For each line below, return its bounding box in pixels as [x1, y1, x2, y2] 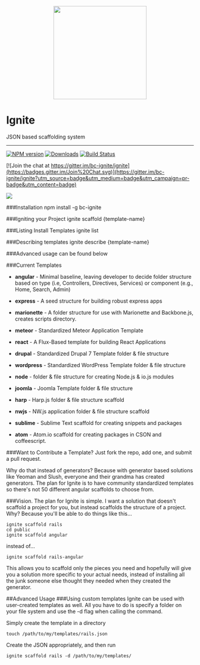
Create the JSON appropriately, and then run [6, 641, 116, 648]
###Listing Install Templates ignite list [6, 227, 99, 234]
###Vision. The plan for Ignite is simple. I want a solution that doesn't [6, 497, 176, 504]
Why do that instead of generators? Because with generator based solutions [6, 466, 193, 474]
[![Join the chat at [6, 162, 50, 169]
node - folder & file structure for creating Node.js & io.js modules [14, 373, 174, 380]
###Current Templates [6, 261, 62, 269]
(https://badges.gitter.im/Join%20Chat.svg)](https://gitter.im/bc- [6, 168, 165, 176]
